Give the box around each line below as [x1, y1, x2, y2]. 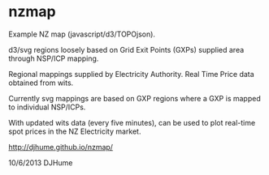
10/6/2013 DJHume [8, 157, 73, 168]
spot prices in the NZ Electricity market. [8, 126, 141, 136]
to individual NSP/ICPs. [8, 102, 86, 112]
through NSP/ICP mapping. [8, 53, 99, 63]
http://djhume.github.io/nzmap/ [8, 142, 114, 152]
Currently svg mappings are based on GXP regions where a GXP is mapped [8, 93, 262, 103]
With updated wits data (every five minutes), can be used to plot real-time [8, 117, 256, 127]
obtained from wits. [8, 78, 74, 87]
